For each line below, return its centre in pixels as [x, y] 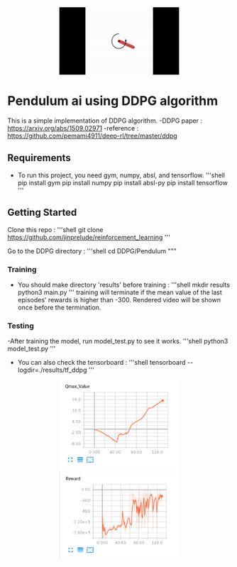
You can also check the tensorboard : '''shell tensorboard [101, 363]
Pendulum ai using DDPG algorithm [113, 101]
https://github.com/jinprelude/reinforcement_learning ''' [89, 237]
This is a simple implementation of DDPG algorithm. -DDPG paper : [105, 121]
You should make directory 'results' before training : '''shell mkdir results [124, 285]
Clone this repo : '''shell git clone [55, 229]
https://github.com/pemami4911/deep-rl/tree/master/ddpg [92, 136]
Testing [21, 326]
